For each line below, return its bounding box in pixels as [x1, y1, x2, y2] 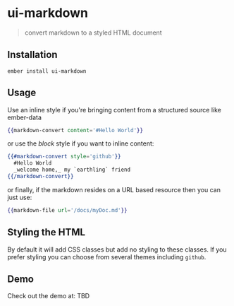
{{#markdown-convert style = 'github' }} [7, 153, 121, 160]
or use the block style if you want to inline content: [7, 139, 154, 148]
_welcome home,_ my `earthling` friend [13, 166, 131, 174]
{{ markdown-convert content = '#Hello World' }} [7, 126, 143, 134]
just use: [7, 193, 32, 201]
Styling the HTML [7, 226, 86, 238]
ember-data [7, 113, 42, 122]
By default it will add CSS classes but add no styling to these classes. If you [7, 245, 227, 254]
